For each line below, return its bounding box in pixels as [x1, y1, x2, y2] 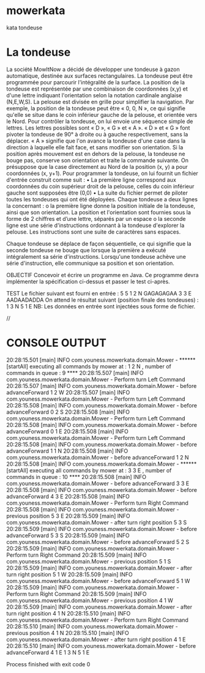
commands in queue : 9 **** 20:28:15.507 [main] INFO [6, 369, 144, 376]
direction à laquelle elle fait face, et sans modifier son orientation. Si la [6, 143, 184, 151]
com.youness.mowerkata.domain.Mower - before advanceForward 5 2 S [6, 538, 190, 545]
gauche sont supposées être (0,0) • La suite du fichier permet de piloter [6, 189, 188, 196]
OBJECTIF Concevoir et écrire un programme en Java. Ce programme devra [6, 271, 199, 278]
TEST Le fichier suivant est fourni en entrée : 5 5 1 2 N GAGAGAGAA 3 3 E [6, 289, 192, 297]
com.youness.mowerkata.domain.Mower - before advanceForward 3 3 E [6, 480, 190, 487]
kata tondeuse [6, 24, 43, 31]
